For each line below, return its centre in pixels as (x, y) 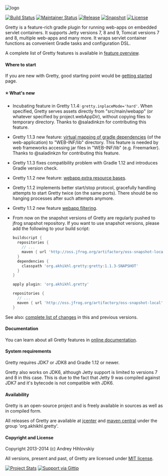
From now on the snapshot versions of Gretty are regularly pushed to (84, 218)
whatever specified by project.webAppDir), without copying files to (81, 117)
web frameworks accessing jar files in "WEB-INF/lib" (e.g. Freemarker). (86, 148)
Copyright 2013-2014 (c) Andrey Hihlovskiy (50, 449)
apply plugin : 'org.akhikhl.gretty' (51, 284)
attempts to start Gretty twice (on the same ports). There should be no (85, 193)
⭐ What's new (20, 93)
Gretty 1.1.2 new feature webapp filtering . (55, 208)
